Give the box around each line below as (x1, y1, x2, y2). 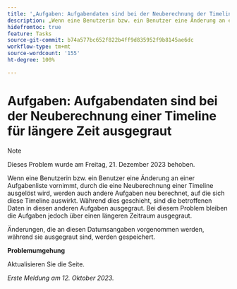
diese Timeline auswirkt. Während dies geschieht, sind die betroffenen (7, 196, 212, 205)
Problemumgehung (7, 246, 66, 254)
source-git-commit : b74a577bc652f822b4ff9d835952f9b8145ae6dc (7, 37, 194, 44)
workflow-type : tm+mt (7, 43, 71, 50)
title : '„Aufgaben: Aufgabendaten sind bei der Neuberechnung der (7, 10, 207, 18)
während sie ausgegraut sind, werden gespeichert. (7, 232, 155, 241)
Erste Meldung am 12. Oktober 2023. (7, 273, 114, 282)
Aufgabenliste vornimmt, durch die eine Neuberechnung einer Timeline (7, 181, 214, 189)
